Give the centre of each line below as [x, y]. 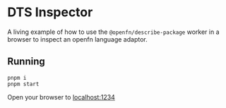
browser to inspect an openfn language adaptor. [77, 39]
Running [26, 62]
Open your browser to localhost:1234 [61, 97]
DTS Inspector [50, 12]
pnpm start [23, 84]
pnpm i [17, 78]
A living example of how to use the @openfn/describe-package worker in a [113, 32]
